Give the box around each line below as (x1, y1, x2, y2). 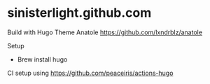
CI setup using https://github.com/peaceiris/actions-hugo (7, 69, 174, 77)
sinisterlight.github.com (7, 5, 152, 21)
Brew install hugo (17, 55, 68, 64)
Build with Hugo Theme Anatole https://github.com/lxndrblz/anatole (7, 28, 203, 36)
